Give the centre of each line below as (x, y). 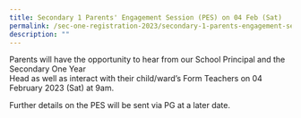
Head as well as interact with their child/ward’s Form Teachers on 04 (136, 79)
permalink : (30, 26)
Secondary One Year (48, 69)
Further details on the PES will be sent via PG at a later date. (120, 105)
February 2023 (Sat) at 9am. (62, 88)
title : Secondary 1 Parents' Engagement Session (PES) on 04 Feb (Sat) (146, 17)
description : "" (39, 34)
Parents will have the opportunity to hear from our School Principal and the (147, 60)
